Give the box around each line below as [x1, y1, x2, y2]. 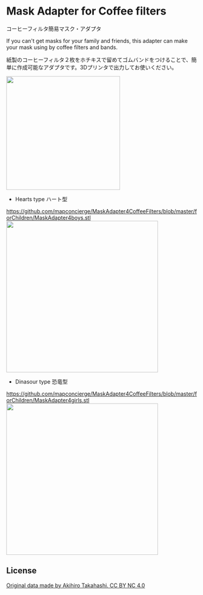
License [6, 565, 37, 576]
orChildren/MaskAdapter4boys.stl [6, 214, 91, 221]
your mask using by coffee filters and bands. [6, 44, 118, 51]
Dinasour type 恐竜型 [15, 377, 68, 385]
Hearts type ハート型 [15, 195, 68, 202]
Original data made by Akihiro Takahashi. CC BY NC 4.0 [6, 582, 145, 589]
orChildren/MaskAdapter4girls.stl [6, 396, 90, 404]
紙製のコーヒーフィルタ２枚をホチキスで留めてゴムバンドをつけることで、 [6, 56, 192, 63]
